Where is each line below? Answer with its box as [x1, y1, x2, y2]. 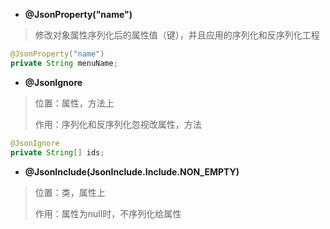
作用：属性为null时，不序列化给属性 [34, 207, 182, 219]
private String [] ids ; [10, 147, 105, 158]
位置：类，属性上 [34, 186, 106, 198]
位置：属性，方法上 [34, 97, 115, 109]
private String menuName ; [10, 58, 118, 68]
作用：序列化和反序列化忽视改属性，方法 [34, 118, 202, 130]
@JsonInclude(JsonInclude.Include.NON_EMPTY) [24, 165, 240, 178]
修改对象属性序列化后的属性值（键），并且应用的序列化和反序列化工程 [34, 29, 320, 41]
